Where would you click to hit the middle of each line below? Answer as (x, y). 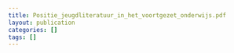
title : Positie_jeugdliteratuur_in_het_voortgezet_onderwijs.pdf (117, 15)
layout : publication (42, 23)
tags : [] (22, 37)
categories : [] (33, 30)
